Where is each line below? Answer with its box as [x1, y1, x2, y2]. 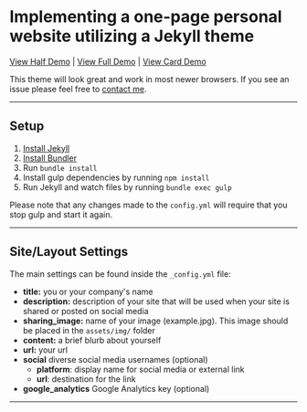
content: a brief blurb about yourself [22, 334, 162, 345]
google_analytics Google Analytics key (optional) [22, 383, 210, 394]
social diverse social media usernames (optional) [22, 354, 208, 364]
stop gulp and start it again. [9, 208, 112, 220]
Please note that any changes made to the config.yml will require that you [9, 199, 288, 210]
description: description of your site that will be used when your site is [22, 295, 291, 307]
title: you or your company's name [22, 286, 153, 297]
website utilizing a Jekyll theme [9, 26, 254, 47]
